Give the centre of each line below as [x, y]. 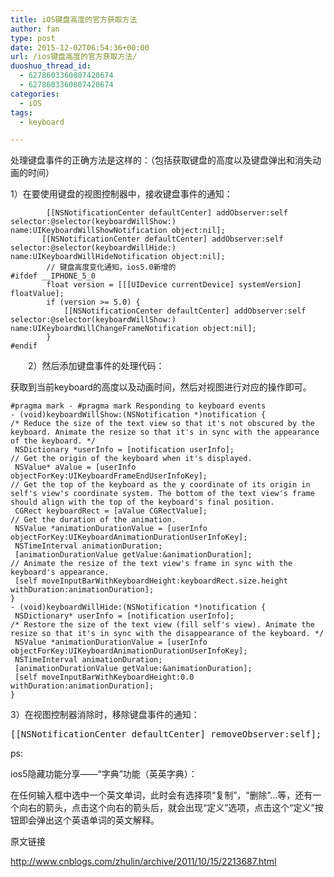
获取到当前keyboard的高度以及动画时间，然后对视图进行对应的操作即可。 [161, 387]
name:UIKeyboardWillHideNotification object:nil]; [118, 257]
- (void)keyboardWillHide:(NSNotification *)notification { [138, 607]
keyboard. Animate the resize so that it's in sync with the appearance [165, 432]
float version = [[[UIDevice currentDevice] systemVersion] [174, 285]
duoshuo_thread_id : [51, 66]
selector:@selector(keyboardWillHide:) [93, 248]
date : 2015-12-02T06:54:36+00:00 [80, 47]
